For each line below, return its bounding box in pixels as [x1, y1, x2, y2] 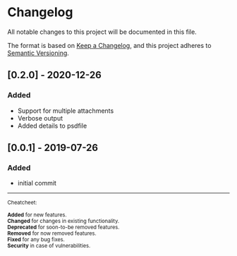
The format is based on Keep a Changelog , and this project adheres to [7, 41, 212, 49]
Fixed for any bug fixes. [7, 236, 65, 243]
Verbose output [17, 114, 63, 122]
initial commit [17, 179, 56, 188]
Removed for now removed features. [7, 230, 97, 237]
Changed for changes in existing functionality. [7, 218, 120, 225]
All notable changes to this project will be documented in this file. [7, 28, 197, 36]
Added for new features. [7, 212, 67, 219]
